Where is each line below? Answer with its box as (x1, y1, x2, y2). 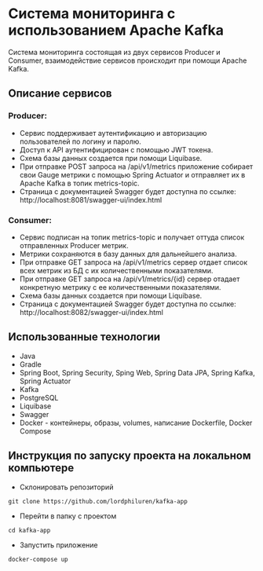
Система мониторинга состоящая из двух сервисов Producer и (8, 47, 221, 57)
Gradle (19, 359, 42, 369)
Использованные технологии (8, 331, 161, 344)
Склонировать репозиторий (19, 482, 114, 492)
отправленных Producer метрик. (19, 240, 129, 250)
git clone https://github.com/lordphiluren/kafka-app (8, 497, 188, 505)
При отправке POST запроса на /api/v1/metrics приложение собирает (19, 162, 254, 171)
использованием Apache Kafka (8, 21, 224, 39)
